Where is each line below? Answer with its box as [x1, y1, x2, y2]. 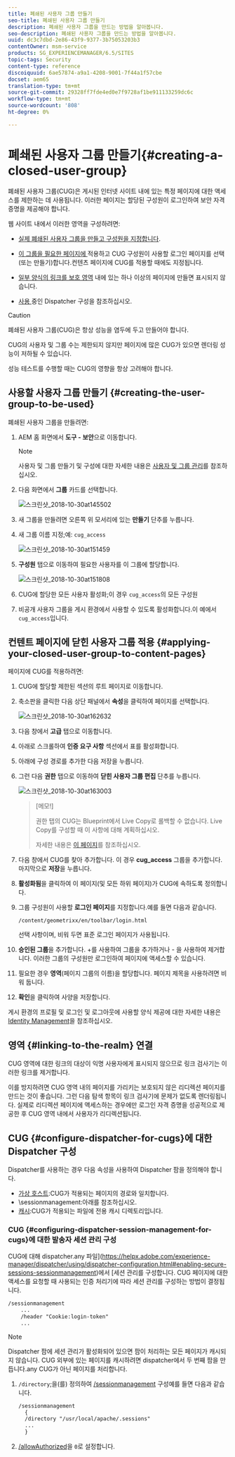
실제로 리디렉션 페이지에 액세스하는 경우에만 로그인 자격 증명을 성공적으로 [17, 1101, 218, 1109]
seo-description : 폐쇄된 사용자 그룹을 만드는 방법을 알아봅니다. [8, 30, 177, 37]
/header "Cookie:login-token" [20, 1313, 109, 1320]
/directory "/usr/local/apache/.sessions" [25, 1415, 151, 1422]
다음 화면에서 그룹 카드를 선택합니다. [18, 485, 118, 494]
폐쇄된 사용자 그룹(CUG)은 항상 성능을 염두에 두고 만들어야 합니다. [8, 325, 189, 334]
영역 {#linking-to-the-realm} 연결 [8, 1039, 154, 1051]
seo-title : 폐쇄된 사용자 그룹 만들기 [8, 17, 105, 24]
